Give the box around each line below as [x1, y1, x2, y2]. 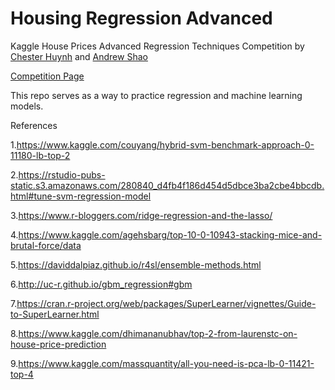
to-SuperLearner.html [10, 308, 100, 320]
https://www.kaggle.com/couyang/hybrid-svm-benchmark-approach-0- [16, 138, 315, 151]
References [10, 119, 58, 131]
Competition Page [10, 70, 85, 82]
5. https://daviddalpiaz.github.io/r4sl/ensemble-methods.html [10, 258, 262, 271]
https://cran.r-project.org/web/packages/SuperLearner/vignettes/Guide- [16, 297, 317, 309]
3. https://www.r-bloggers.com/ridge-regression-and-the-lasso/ [10, 209, 273, 221]
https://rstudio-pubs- [18, 168, 106, 181]
